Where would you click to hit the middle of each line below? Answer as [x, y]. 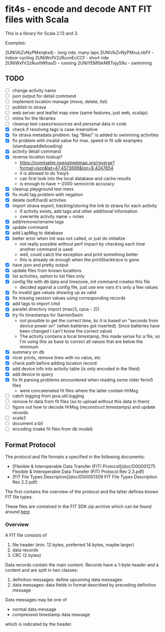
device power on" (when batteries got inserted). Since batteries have [90, 326]
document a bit [28, 423]
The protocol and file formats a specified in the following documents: [75, 457]
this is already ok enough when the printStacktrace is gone [79, 260]
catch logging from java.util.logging [48, 396]
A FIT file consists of [26, 535]
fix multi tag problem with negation [48, 194]
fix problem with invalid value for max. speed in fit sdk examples [77, 141]
